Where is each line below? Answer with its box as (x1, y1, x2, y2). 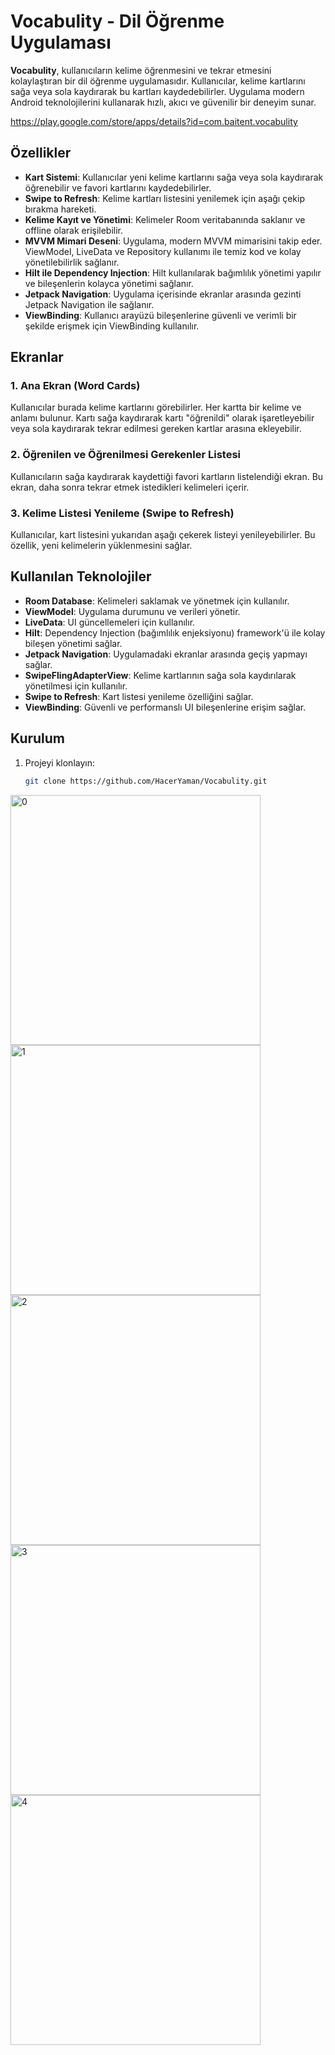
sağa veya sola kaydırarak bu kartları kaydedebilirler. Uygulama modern (10, 85, 305, 97)
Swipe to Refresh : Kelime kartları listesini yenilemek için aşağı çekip (24, 192, 305, 204)
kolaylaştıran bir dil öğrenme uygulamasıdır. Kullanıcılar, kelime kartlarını (10, 75, 306, 87)
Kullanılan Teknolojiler (10, 568, 152, 585)
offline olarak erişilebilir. (24, 224, 124, 236)
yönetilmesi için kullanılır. (24, 680, 128, 692)
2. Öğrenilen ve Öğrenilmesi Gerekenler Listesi (10, 448, 242, 462)
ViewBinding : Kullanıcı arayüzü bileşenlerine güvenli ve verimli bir (24, 309, 297, 321)
